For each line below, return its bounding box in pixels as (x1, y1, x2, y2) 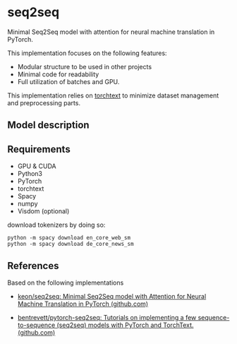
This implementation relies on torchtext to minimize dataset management (7, 91, 219, 100)
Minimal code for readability (17, 70, 99, 78)
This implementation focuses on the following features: (7, 49, 167, 57)
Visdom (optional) (17, 207, 70, 215)
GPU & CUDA (17, 162, 56, 170)
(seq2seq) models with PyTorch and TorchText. (56, 321, 194, 329)
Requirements (7, 143, 71, 155)
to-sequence (17, 321, 56, 329)
